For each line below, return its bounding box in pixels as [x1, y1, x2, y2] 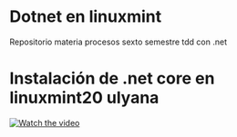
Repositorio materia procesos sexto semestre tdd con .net [9, 36, 228, 47]
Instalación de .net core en [9, 68, 215, 89]
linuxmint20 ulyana [9, 88, 160, 108]
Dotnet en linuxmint [9, 6, 162, 27]
